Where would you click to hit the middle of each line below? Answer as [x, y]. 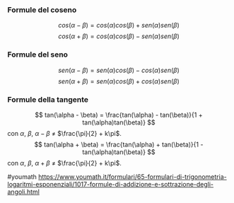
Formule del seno [38, 54]
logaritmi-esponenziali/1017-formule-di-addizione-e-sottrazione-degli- [111, 184]
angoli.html [24, 192]
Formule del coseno [42, 10]
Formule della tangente [48, 99]
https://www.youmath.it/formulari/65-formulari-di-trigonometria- [133, 176]
